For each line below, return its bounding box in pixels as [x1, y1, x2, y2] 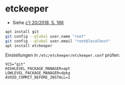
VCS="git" [5, 62, 26, 67]
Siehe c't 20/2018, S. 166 [12, 19, 64, 25]
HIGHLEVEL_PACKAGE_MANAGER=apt [5, 66, 70, 71]
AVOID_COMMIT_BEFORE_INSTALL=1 [5, 75, 70, 80]
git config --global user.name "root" [5, 33, 86, 39]
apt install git [5, 29, 39, 34]
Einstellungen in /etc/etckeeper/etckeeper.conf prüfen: [5, 52, 120, 58]
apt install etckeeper [5, 43, 52, 48]
